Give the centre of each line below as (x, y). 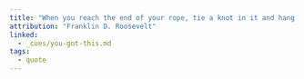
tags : (20, 52)
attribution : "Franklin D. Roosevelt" (83, 26)
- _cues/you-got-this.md (65, 43)
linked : (24, 35)
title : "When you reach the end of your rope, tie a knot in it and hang (152, 18)
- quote (32, 60)
